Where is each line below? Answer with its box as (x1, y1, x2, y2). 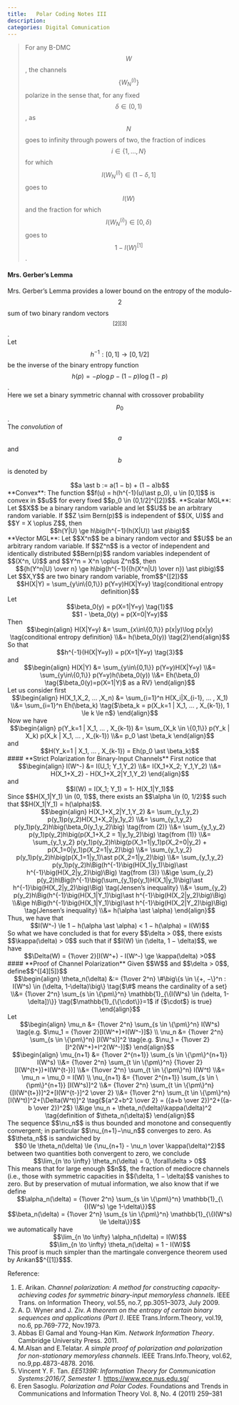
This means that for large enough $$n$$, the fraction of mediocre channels (7, 1164, 230, 1173)
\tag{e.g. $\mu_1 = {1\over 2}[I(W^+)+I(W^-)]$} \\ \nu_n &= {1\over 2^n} (16, 1028, 224, 1036)
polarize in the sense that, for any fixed (24, 91, 141, 99)
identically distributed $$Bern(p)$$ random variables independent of (7, 550, 210, 558)
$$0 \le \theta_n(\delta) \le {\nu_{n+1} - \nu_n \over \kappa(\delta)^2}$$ (14, 1141, 225, 1151)
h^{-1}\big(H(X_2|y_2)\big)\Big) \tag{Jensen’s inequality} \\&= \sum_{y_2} (13, 883, 227, 892)
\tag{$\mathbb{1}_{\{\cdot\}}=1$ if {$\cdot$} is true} (58, 998, 213, 1006)
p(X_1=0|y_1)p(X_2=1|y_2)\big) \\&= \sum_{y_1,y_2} (47, 845, 193, 854)
